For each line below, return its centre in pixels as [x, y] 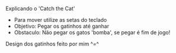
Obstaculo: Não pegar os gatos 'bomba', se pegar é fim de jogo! [92, 32]
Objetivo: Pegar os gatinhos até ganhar [62, 26]
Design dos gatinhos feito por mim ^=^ [52, 44]
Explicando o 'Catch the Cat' [40, 9]
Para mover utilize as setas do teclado [60, 20]
